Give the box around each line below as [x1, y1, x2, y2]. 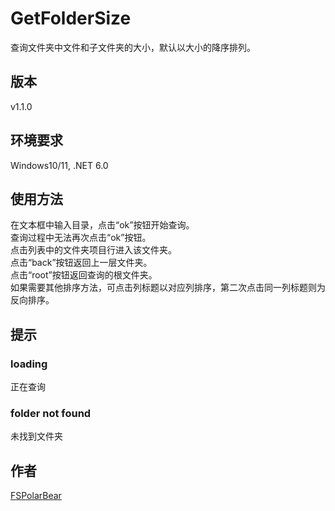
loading [10, 357, 48, 371]
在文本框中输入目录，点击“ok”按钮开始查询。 [10, 219, 195, 231]
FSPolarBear [10, 490, 62, 502]
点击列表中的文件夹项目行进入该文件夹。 [10, 244, 177, 256]
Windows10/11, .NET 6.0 [10, 159, 109, 171]
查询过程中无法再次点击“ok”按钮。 [10, 232, 152, 244]
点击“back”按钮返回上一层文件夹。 [10, 257, 153, 269]
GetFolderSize [10, 7, 132, 30]
